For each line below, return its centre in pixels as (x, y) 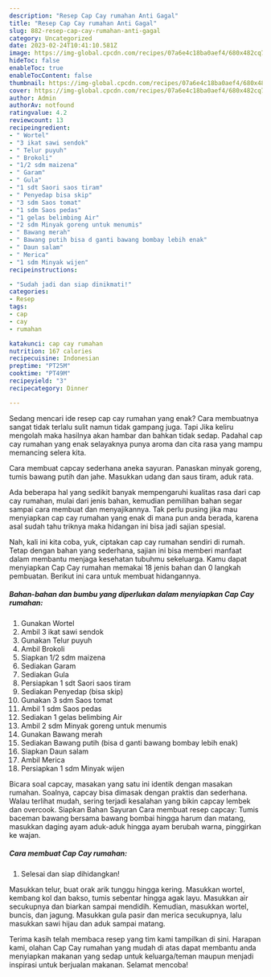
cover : (20, 90)
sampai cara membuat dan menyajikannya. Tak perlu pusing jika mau (123, 509)
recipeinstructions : (44, 270)
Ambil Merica (43, 759)
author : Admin (33, 98)
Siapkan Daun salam (55, 751)
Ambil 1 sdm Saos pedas (61, 709)
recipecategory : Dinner (49, 388)
